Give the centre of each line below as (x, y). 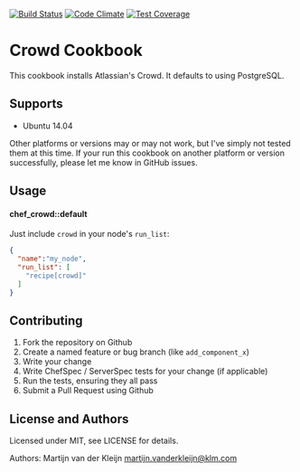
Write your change (57, 362)
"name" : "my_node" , (52, 259)
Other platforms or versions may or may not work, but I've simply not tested (150, 143)
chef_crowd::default (48, 213)
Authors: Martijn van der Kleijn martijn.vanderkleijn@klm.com (123, 458)
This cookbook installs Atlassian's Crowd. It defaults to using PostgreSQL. (147, 75)
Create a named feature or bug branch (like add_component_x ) (136, 352)
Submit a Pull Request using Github (88, 391)
